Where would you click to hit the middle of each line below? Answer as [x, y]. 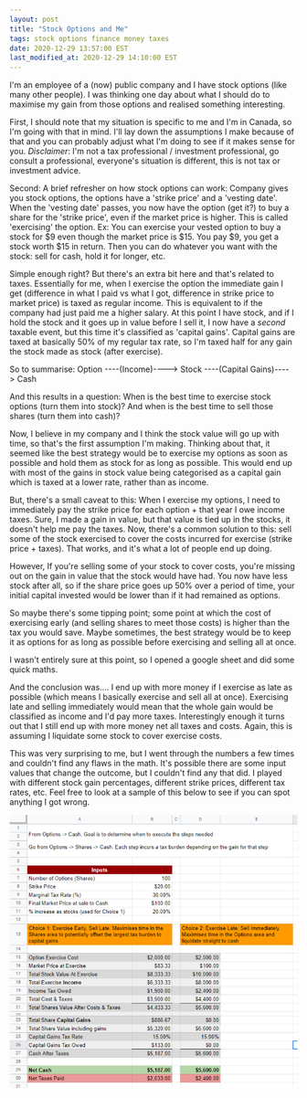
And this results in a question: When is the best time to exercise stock [140, 396]
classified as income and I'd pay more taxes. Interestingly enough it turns [147, 716]
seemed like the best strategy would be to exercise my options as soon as [148, 453]
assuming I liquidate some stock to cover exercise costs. [116, 736]
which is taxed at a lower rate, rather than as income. [109, 482]
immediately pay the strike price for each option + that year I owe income [147, 510]
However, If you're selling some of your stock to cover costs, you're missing [152, 566]
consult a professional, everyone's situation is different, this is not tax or [145, 161]
